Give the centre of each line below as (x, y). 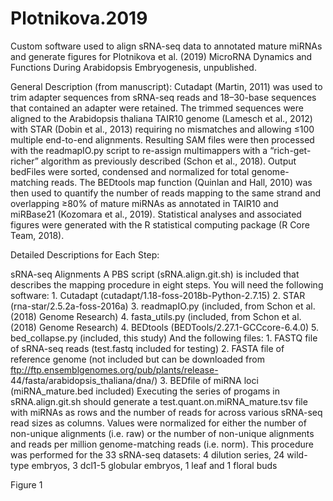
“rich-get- (290, 150)
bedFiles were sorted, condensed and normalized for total (130, 171)
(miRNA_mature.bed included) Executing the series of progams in (145, 391)
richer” (24, 161)
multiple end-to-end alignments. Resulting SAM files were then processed (162, 139)
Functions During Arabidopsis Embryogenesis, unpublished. (133, 67)
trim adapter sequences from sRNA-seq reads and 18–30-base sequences (163, 97)
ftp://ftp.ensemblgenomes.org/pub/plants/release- (114, 369)
